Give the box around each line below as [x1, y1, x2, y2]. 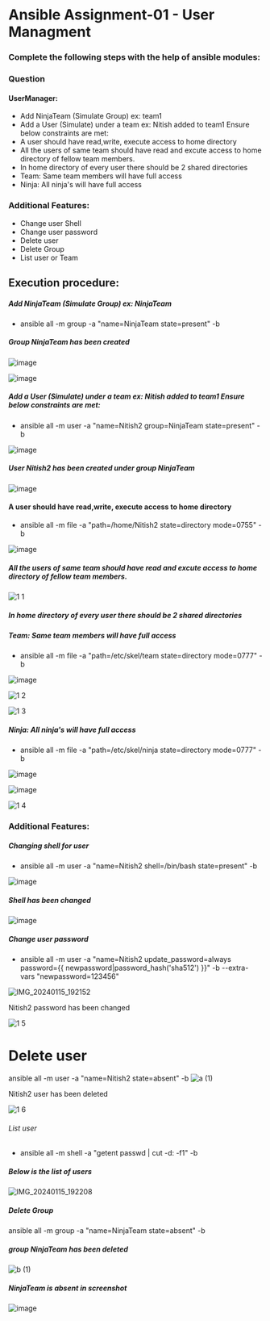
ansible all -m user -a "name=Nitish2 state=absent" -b [8, 1073, 189, 1083]
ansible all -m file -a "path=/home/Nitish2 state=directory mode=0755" [19, 520, 256, 529]
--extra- [221, 963, 249, 973]
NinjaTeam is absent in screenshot [8, 1283, 127, 1293]
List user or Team [19, 253, 79, 262]
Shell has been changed [8, 895, 91, 905]
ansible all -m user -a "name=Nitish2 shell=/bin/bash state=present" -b [19, 861, 258, 871]
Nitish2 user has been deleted [8, 1089, 109, 1099]
